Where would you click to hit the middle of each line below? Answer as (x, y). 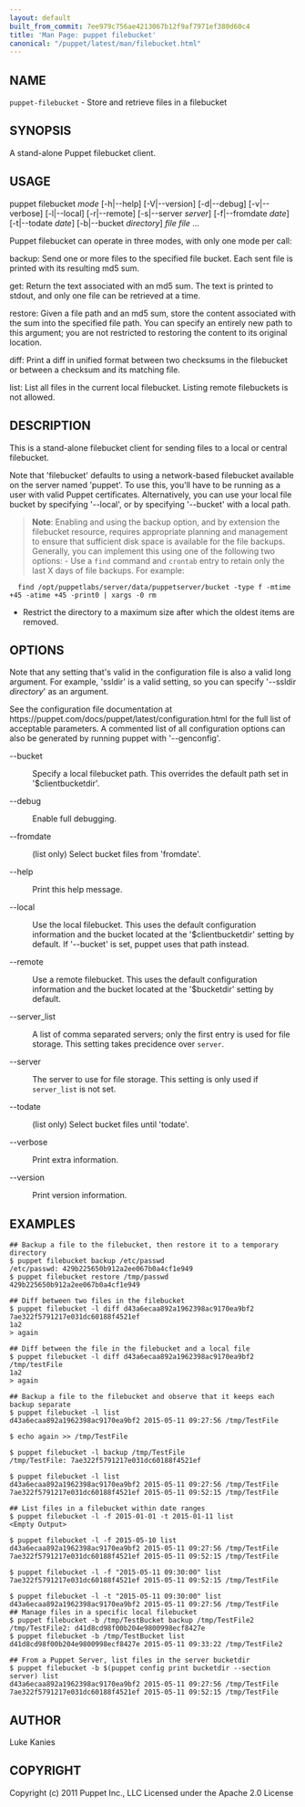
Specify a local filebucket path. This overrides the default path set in (160, 774)
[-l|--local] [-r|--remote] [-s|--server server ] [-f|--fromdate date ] (167, 213)
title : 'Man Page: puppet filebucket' (83, 35)
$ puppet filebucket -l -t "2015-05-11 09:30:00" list (116, 1597)
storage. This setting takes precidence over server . (128, 1044)
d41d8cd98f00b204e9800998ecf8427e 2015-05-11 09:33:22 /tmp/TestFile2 (146, 1645)
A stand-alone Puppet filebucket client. (83, 152)
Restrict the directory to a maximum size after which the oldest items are (158, 611)
